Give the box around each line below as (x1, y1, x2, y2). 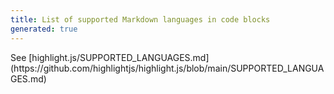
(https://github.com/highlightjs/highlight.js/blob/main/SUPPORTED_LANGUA (10, 62, 325, 74)
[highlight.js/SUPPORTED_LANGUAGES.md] (28, 51, 210, 63)
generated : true (10, 24, 78, 34)
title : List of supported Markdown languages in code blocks (10, 14, 271, 25)
